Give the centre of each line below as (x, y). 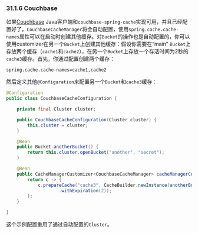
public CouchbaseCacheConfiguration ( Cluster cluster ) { (87, 119)
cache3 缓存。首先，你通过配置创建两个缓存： (60, 59)
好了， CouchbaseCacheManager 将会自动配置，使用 (70, 29)
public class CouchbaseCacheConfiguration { (62, 99)
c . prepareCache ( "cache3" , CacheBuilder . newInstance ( (103, 185)
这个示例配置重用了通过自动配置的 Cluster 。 (60, 224)
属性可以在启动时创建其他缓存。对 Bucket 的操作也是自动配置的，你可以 (105, 37)
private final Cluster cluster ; (56, 109)
